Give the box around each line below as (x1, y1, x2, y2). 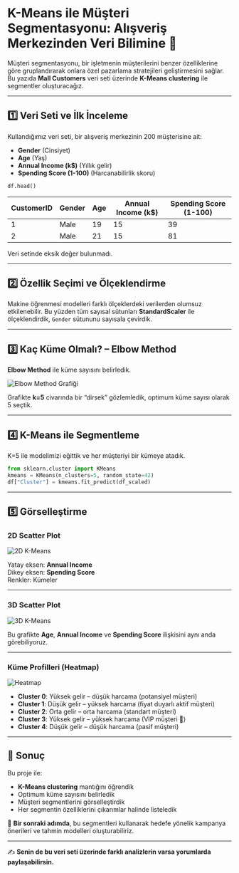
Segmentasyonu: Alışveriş (7, 20, 167, 36)
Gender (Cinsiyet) (17, 146, 71, 155)
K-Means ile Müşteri (7, 5, 129, 21)
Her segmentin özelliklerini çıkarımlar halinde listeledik (17, 805, 177, 813)
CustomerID (11, 203, 53, 213)
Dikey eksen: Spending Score (7, 568, 95, 577)
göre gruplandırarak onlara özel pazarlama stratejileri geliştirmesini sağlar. (7, 66, 224, 75)
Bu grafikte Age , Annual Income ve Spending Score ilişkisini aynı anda (7, 630, 216, 639)
